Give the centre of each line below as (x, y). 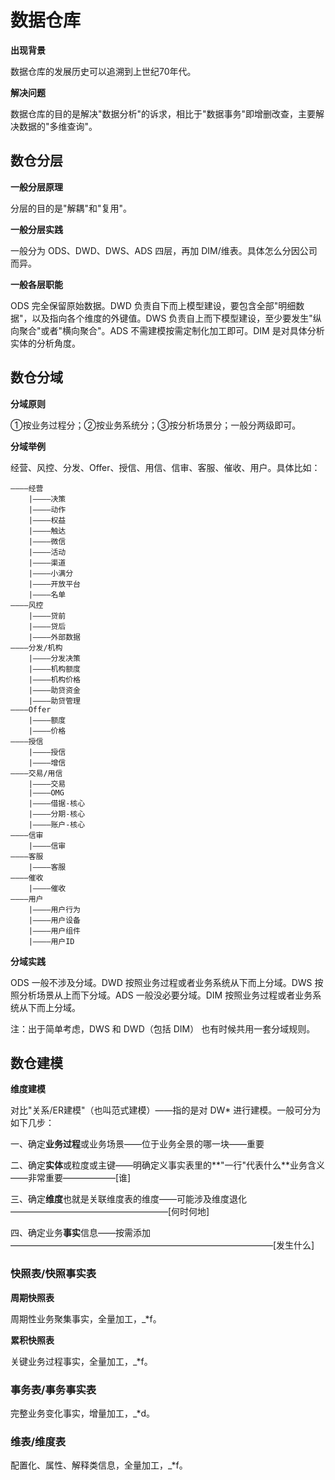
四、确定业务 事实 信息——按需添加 (80, 1233)
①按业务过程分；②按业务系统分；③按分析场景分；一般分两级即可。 (156, 425)
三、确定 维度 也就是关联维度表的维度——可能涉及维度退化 (128, 1199)
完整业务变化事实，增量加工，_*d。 (83, 1413)
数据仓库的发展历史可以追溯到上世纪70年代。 (103, 71)
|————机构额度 (54, 669)
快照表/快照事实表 (53, 1274)
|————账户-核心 (57, 824)
